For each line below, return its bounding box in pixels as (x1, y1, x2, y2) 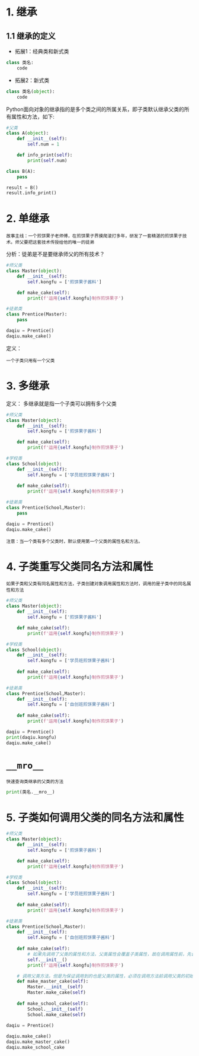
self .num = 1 (27, 141, 60, 147)
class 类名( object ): (6, 88, 55, 94)
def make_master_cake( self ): (17, 978, 89, 985)
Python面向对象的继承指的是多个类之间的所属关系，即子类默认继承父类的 (6, 105, 185, 113)
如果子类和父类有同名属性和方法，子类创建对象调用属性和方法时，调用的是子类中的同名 (6, 581, 187, 587)
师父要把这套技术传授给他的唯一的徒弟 (14, 239, 95, 245)
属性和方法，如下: (11, 113, 55, 120)
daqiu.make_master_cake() (6, 1039, 70, 1045)
